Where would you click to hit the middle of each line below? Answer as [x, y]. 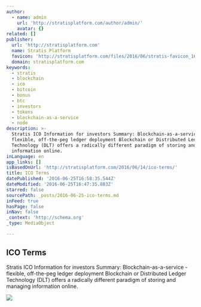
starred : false [25, 190]
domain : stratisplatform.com [48, 62]
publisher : [20, 39]
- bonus [21, 95]
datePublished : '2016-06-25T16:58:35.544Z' [61, 179]
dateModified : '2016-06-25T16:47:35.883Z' [60, 184]
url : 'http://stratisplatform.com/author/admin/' [80, 23]
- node [20, 123]
